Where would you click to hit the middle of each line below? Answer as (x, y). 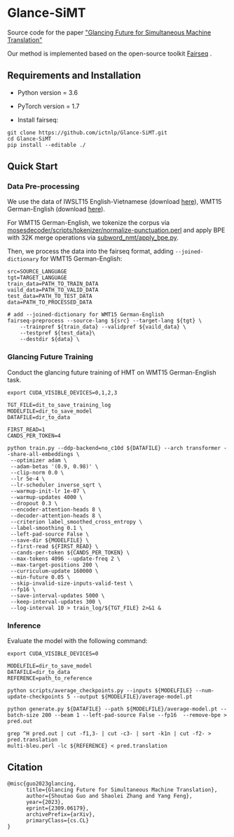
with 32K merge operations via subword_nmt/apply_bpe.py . (93, 238)
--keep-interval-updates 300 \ (56, 602)
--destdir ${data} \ (50, 339)
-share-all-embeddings (40, 454)
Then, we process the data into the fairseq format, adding (90, 252)
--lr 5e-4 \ (28, 479)
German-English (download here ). (56, 209)
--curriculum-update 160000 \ (54, 571)
